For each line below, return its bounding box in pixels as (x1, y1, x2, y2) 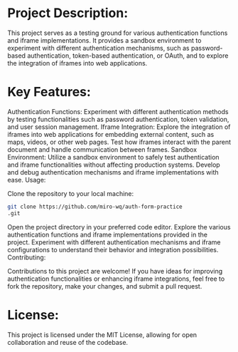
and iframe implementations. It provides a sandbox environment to (7, 36, 202, 44)
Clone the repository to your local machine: (7, 189, 134, 197)
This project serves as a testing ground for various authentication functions (7, 29, 228, 37)
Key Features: (7, 84, 91, 100)
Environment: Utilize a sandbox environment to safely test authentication (7, 152, 220, 161)
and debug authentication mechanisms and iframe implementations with (7, 167, 219, 176)
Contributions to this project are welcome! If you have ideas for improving (7, 266, 223, 275)
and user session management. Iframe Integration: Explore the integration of (7, 123, 231, 131)
